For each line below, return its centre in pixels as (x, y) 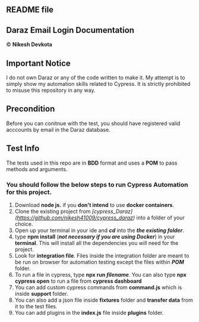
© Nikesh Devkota (29, 45)
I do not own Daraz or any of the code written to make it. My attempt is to (96, 78)
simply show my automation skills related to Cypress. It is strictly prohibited (98, 84)
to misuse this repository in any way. (51, 90)
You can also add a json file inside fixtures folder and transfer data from (104, 300)
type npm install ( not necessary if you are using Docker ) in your (95, 236)
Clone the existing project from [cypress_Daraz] (74, 211)
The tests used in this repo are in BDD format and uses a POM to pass (92, 163)
